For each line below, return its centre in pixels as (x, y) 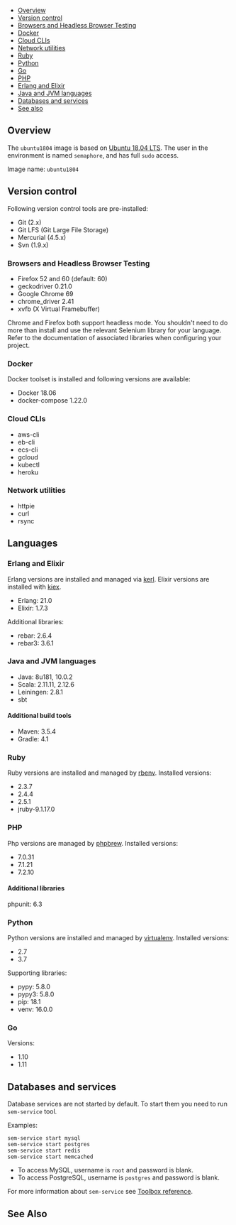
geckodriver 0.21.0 (45, 286)
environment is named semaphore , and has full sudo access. (93, 155)
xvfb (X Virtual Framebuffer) (59, 309)
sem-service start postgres (49, 1145)
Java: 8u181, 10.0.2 (45, 677)
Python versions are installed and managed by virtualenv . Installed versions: (118, 938)
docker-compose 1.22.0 (52, 401)
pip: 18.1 (29, 1002)
